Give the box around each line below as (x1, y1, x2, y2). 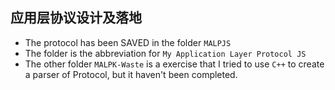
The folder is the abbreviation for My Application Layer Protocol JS (24, 47, 307, 59)
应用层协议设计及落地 (10, 9, 142, 27)
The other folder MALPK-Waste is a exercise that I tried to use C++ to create (24, 58, 325, 70)
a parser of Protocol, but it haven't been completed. (24, 68, 238, 80)
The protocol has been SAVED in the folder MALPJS (24, 36, 232, 48)
